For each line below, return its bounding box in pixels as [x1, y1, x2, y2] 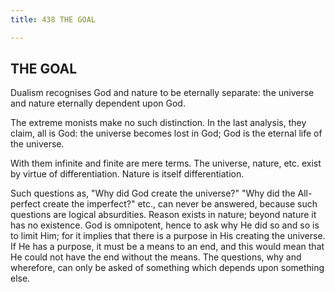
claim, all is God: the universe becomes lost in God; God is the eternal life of [10, 127, 323, 140]
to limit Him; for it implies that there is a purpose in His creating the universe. [10, 230, 326, 242]
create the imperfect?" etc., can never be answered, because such [42, 198, 318, 210]
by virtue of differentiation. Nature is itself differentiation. [10, 168, 245, 180]
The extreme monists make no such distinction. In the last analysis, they [10, 117, 307, 129]
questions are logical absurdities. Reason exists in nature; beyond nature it [10, 209, 317, 221]
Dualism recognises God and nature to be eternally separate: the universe [10, 87, 315, 99]
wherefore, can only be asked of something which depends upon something [10, 262, 325, 274]
